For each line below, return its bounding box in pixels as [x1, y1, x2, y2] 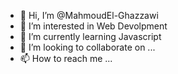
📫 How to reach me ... [19, 53, 113, 64]
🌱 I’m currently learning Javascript [19, 31, 162, 42]
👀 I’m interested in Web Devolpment [19, 20, 168, 32]
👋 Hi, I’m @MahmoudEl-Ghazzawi [19, 10, 159, 21]
